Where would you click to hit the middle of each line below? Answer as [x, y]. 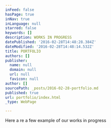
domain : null [23, 70]
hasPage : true [20, 14]
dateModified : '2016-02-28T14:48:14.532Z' [50, 47]
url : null [20, 74]
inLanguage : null [23, 24]
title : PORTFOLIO [23, 51]
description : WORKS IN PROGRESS [38, 38]
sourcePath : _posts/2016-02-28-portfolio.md [52, 88]
